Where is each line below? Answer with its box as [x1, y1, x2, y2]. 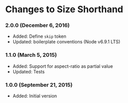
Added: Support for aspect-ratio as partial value [12, 63, 113, 69]
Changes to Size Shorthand [5, 4, 123, 15]
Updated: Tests [12, 68, 45, 74]
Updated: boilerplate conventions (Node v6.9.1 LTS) [12, 39, 120, 45]
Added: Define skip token [12, 33, 67, 39]
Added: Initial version [12, 93, 57, 99]
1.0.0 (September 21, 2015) [5, 81, 73, 88]
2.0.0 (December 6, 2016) [5, 22, 70, 29]
